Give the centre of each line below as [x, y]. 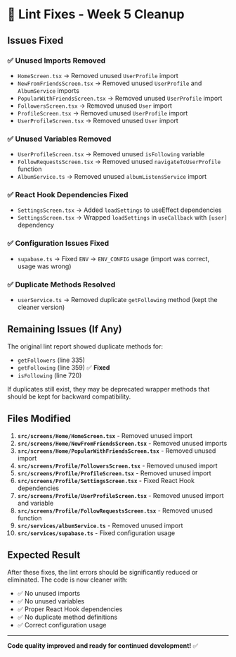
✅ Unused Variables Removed [59, 139]
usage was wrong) [44, 266]
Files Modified [39, 419]
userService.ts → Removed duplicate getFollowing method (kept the [117, 300]
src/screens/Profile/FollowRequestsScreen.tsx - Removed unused [115, 511]
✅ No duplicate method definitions [67, 617]
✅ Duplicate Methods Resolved [61, 284]
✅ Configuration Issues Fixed [58, 244]
